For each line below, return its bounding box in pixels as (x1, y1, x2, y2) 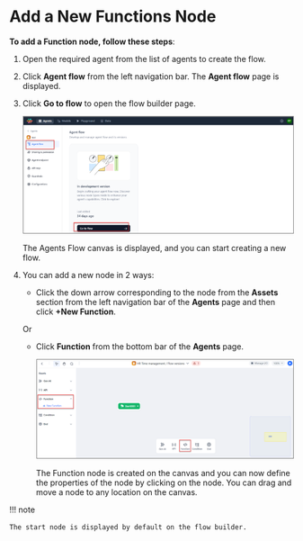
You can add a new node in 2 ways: (22, 269, 155, 280)
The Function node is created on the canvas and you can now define (35, 468, 290, 479)
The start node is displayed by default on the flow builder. (9, 523, 247, 532)
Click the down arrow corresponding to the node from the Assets (35, 286, 279, 298)
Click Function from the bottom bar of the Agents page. (35, 340, 245, 352)
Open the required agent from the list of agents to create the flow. (22, 53, 267, 64)
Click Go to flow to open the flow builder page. (22, 97, 196, 109)
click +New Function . (35, 306, 117, 317)
